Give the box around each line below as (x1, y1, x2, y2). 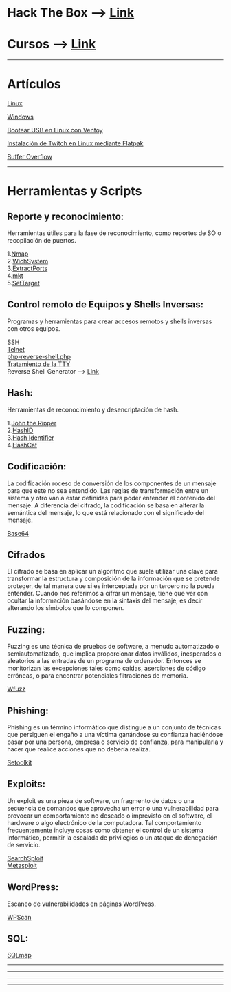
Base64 (7, 529, 30, 537)
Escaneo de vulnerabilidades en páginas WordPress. (7, 900, 157, 908)
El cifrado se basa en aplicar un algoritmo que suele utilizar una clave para (7, 567, 218, 576)
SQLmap (7, 951, 32, 960)
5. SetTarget (7, 279, 40, 287)
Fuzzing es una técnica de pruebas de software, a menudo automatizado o (7, 642, 219, 651)
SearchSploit (7, 853, 43, 862)
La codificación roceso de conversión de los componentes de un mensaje (7, 479, 217, 487)
